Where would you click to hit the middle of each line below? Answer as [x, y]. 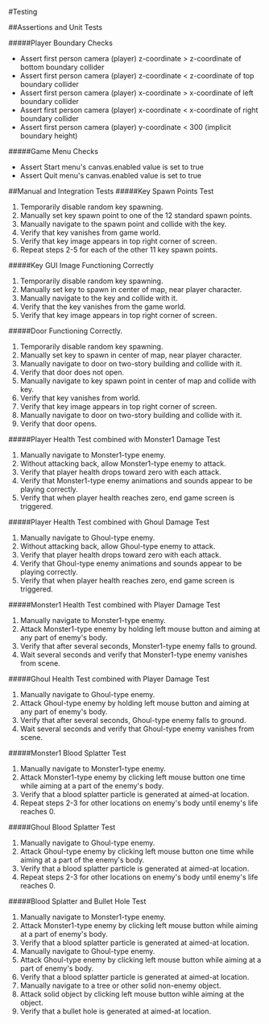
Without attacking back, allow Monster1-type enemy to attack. [123, 464]
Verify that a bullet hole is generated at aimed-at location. [116, 1011]
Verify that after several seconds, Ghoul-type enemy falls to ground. [133, 720]
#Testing [23, 12]
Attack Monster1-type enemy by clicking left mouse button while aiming [139, 926]
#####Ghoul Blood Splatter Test [62, 827]
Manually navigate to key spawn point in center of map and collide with [138, 381]
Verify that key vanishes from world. [80, 398]
